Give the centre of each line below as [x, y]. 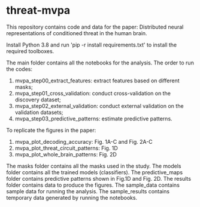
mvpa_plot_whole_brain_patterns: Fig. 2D [66, 154]
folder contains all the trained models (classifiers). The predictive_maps [95, 172]
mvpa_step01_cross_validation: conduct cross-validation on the [93, 93]
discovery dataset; [38, 100]
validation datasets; [39, 112]
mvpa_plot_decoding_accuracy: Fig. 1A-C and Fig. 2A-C [84, 141]
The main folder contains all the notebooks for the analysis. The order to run [100, 63]
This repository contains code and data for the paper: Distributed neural [95, 27]
